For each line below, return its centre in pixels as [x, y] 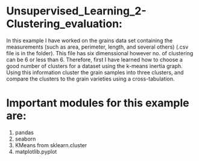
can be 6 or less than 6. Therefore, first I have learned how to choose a [94, 59]
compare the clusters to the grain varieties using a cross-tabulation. [90, 79]
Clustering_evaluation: [64, 24]
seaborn [25, 139]
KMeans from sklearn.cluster [51, 145]
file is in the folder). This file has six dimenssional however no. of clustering [100, 53]
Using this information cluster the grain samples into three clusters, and [95, 72]
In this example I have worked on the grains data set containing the [90, 40]
